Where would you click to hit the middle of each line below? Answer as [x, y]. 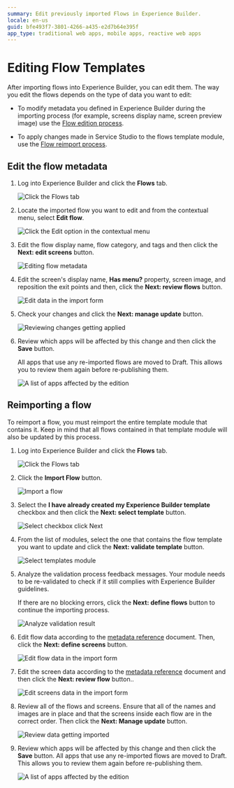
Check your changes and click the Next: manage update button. [110, 314]
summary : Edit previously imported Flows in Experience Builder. [104, 14]
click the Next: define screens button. [72, 644]
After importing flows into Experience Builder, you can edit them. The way [114, 88]
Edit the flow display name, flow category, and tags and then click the [117, 245]
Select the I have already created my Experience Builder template [114, 504]
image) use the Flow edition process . [71, 123]
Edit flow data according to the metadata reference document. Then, [116, 637]
